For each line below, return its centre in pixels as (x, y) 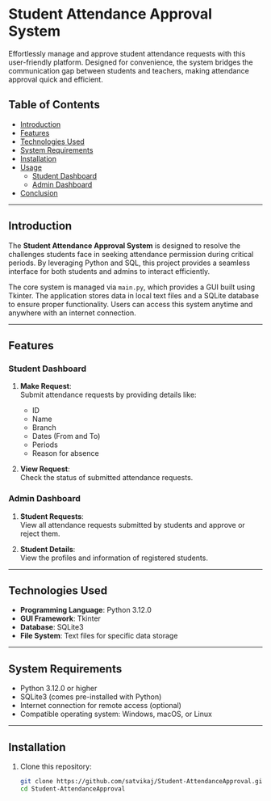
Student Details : (48, 549)
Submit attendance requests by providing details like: (108, 395)
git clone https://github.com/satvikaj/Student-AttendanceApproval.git (143, 781)
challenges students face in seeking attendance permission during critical (131, 254)
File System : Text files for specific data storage (99, 636)
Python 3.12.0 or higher (58, 689)
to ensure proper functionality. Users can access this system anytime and (131, 304)
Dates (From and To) (66, 436)
